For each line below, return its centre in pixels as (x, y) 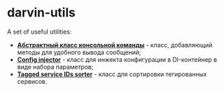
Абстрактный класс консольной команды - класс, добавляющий (114, 45)
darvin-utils (41, 13)
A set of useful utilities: (39, 32)
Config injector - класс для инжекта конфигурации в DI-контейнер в (117, 59)
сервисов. (32, 81)
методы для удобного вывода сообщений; (79, 52)
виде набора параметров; (55, 67)
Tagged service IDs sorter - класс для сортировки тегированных (112, 74)
